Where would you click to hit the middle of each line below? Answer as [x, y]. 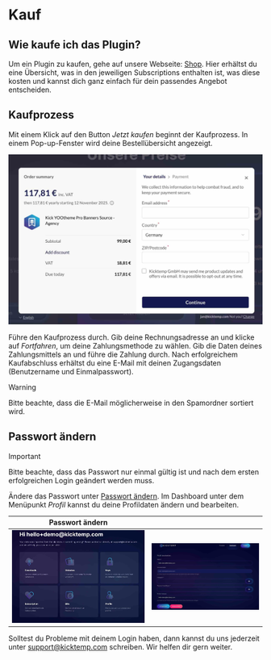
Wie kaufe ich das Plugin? [75, 45]
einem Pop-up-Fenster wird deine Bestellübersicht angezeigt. [110, 143]
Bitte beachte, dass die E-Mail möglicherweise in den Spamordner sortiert [131, 403]
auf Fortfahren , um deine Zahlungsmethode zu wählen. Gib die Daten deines [135, 345]
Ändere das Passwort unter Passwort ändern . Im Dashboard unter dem [126, 496]
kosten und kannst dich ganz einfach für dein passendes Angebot [118, 81]
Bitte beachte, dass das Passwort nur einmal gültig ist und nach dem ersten [134, 472]
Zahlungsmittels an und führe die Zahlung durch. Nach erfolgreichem [123, 354]
